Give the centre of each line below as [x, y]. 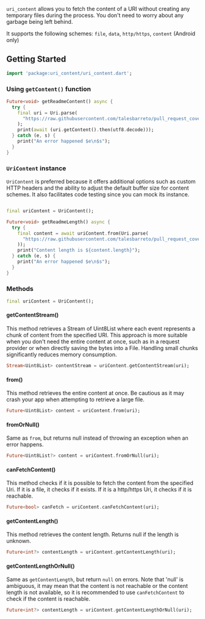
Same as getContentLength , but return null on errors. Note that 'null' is [95, 579]
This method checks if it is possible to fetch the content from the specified [100, 483]
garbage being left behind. [40, 22]
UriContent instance [36, 168]
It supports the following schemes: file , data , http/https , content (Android [101, 34]
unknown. [19, 541]
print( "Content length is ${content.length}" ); [79, 250]
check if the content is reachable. [48, 599]
